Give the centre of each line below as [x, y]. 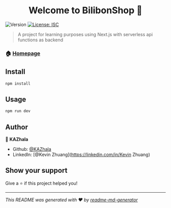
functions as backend [40, 40]
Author [17, 127]
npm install [18, 84]
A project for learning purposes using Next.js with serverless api [85, 34]
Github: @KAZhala [32, 149]
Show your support [36, 171]
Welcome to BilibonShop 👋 [85, 10]
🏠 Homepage [23, 53]
